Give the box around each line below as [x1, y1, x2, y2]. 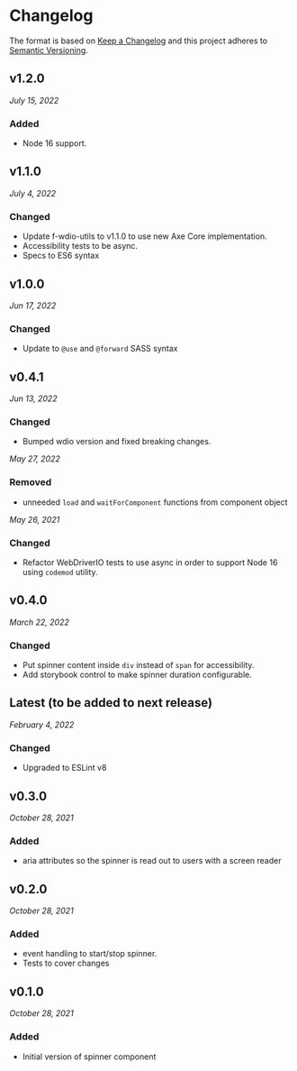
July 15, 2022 [9, 95, 59, 105]
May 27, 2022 [9, 453, 60, 464]
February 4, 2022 [9, 719, 75, 730]
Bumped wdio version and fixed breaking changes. [22, 436, 211, 447]
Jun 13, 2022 [9, 393, 58, 404]
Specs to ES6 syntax [22, 250, 100, 261]
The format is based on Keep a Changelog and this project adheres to [9, 35, 268, 46]
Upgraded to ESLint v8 [22, 763, 107, 773]
